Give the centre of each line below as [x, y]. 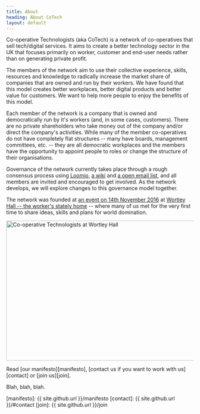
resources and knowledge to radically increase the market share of [88, 77]
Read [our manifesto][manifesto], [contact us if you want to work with [91, 369]
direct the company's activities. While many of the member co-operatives [96, 132]
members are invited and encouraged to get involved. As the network [91, 182]
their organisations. [30, 158]
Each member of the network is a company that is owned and [82, 113]
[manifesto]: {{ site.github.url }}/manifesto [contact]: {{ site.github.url [90, 399]
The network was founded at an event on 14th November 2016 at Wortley [96, 200]
